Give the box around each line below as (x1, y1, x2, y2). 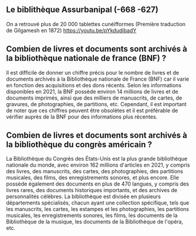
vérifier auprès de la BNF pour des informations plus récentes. (6, 113, 158, 120)
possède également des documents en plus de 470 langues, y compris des (6, 180, 190, 187)
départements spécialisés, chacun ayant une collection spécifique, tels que (6, 199, 190, 206)
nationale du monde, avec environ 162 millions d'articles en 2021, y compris (6, 161, 190, 168)
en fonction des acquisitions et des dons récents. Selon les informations (6, 81, 182, 88)
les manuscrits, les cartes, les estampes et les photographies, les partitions (6, 206, 190, 213)
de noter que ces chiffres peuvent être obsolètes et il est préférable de (6, 107, 178, 114)
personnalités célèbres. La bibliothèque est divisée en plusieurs (6, 193, 161, 200)
